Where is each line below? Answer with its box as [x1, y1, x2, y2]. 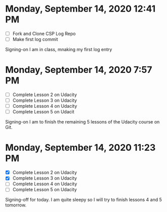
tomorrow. [5, 202, 27, 208]
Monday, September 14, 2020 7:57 [5, 64, 152, 76]
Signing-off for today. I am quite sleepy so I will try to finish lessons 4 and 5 [5, 197, 162, 203]
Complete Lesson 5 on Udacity [12, 187, 77, 193]
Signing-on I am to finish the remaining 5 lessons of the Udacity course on [5, 119, 160, 125]
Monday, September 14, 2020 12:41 [5, 3, 156, 15]
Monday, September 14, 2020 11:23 [5, 142, 156, 153]
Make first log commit [12, 36, 58, 42]
